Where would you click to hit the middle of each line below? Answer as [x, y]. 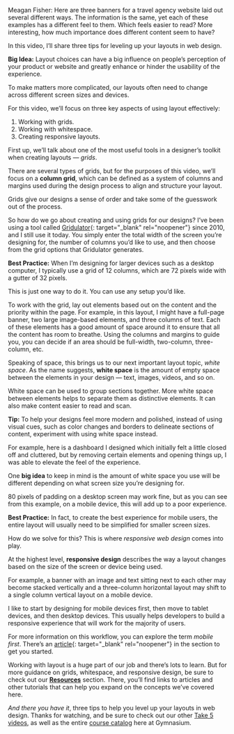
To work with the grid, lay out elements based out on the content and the [112, 305]
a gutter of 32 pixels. [38, 278]
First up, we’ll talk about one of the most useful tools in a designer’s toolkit [115, 150]
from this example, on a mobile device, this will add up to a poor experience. [117, 504]
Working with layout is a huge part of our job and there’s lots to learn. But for [117, 665]
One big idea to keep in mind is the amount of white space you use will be [114, 476]
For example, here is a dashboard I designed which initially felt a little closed [117, 447]
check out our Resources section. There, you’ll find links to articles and [110, 680]
